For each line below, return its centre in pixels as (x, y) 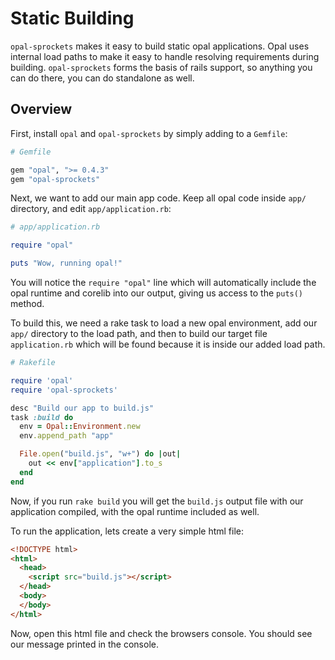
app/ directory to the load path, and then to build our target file (139, 333)
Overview (41, 109)
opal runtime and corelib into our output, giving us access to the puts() (157, 293)
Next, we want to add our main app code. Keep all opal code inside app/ (158, 198)
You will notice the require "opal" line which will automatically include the (163, 282)
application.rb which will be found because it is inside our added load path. (168, 344)
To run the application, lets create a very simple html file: (127, 531)
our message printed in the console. (84, 644)
